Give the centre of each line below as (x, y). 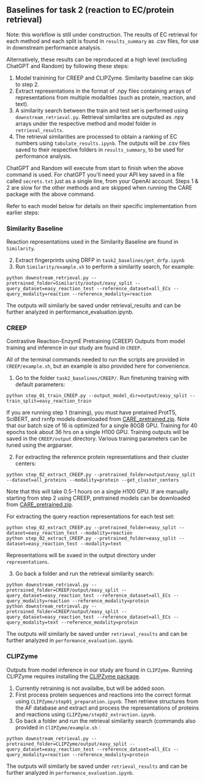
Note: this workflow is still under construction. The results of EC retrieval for (102, 34)
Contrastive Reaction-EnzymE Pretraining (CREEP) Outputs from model (96, 341)
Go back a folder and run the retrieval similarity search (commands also (105, 721)
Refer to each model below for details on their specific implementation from (102, 206)
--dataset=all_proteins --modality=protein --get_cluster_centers (93, 480)
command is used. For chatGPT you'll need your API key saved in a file (95, 174)
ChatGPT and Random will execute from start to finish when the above (95, 168)
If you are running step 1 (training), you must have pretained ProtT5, (91, 412)
